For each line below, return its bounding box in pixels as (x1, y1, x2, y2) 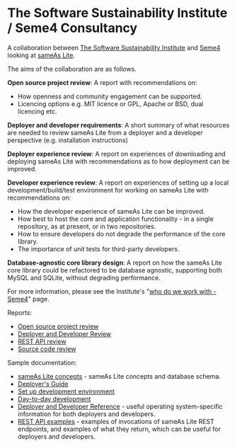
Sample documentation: (7, 358, 77, 367)
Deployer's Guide (17, 379, 69, 388)
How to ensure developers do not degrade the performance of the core (17, 229, 226, 238)
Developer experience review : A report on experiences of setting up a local (7, 178, 229, 187)
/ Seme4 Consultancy (7, 20, 138, 36)
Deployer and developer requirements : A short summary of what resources (7, 120, 230, 129)
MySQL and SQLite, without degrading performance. (7, 273, 161, 282)
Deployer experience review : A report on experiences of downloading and (7, 149, 226, 158)
